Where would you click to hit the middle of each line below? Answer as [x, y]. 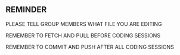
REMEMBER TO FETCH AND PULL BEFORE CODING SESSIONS [83, 35]
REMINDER [26, 10]
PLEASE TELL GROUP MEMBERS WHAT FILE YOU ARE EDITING [84, 24]
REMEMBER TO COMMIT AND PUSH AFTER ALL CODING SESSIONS [90, 47]
